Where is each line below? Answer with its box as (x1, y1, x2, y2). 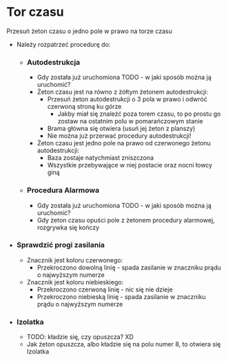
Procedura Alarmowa (26, 185, 100, 195)
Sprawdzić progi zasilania (16, 240, 105, 250)
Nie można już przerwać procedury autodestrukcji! (47, 132, 191, 140)
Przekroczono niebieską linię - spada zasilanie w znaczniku (37, 292, 206, 300)
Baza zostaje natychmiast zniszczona (47, 154, 154, 162)
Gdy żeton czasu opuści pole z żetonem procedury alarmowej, (37, 216, 215, 224)
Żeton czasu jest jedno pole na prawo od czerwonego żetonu (37, 139, 211, 147)
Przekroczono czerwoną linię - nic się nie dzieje (37, 285, 173, 293)
